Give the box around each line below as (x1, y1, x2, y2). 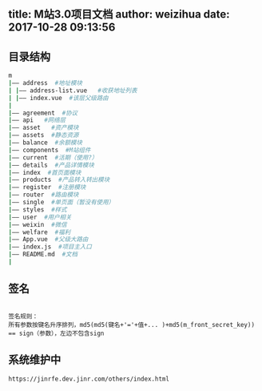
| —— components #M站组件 (8, 146, 91, 154)
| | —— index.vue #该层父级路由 (8, 94, 109, 102)
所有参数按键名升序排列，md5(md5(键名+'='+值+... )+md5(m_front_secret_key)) (8, 320, 256, 329)
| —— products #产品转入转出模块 (8, 175, 110, 184)
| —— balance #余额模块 (8, 139, 82, 147)
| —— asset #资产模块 (8, 123, 79, 132)
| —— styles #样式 (8, 205, 67, 214)
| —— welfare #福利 (8, 228, 71, 236)
